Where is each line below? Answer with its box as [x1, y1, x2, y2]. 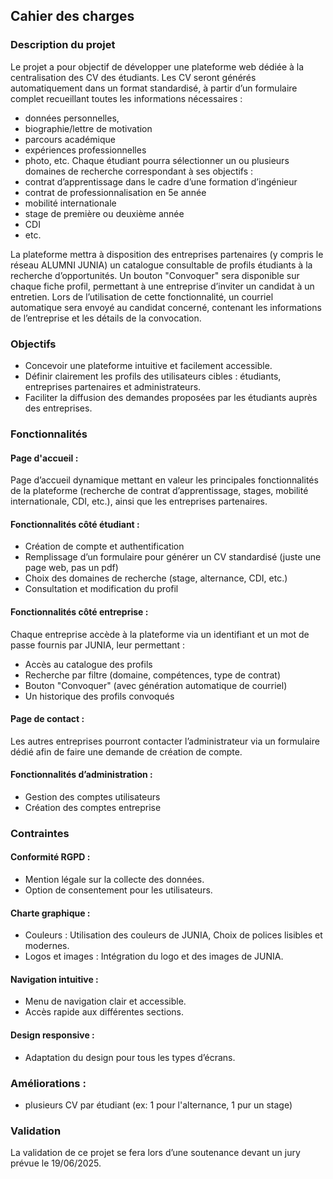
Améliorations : [10, 1076, 87, 1090]
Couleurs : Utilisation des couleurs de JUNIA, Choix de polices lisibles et [24, 929, 323, 941]
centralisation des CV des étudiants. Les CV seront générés [10, 71, 257, 83]
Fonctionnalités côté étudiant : [10, 518, 140, 530]
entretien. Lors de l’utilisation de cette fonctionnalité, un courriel [10, 290, 274, 303]
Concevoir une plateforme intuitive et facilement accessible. [24, 359, 273, 371]
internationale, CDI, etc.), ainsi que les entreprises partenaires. [10, 495, 268, 508]
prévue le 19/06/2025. [10, 1157, 102, 1169]
